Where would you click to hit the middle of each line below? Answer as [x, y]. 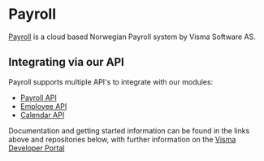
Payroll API [38, 98]
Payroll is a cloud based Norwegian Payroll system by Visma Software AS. [132, 37]
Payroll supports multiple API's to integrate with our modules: [111, 81]
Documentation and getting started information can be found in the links [129, 130]
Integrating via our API [66, 62]
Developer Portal [37, 148]
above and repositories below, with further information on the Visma [122, 139]
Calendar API [42, 115]
